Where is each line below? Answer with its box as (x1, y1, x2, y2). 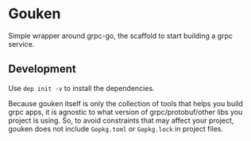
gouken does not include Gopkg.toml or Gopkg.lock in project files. (8, 124, 224, 133)
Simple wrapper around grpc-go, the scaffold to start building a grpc (8, 31, 233, 40)
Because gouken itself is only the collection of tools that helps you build (8, 98, 244, 108)
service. (8, 39, 35, 48)
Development (8, 63, 77, 76)
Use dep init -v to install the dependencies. (8, 83, 155, 93)
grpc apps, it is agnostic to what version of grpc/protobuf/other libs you (8, 107, 243, 116)
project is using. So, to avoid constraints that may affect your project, (8, 116, 234, 125)
